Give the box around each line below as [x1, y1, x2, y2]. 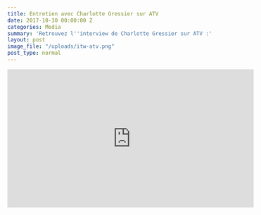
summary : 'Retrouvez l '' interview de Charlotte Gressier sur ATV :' [7, 30, 212, 37]
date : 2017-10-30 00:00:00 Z [7, 17, 93, 24]
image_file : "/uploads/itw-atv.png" [7, 43, 115, 50]
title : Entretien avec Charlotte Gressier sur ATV [7, 10, 159, 18]
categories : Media [7, 23, 61, 30]
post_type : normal [7, 50, 61, 57]
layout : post [7, 37, 46, 44]
